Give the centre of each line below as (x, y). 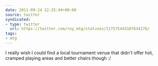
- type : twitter (22, 24)
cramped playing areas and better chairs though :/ (58, 58)
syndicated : (18, 19)
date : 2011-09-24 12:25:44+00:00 (41, 10)
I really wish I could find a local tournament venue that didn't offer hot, (79, 53)
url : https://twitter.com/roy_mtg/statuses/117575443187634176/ (80, 29)
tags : (11, 34)
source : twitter (22, 15)
